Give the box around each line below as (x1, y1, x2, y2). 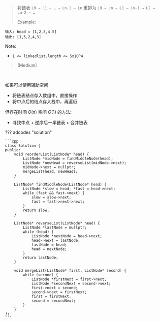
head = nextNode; (31, 247, 67, 252)
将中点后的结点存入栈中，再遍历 (12, 98, 77, 104)
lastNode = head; (31, 242, 67, 247)
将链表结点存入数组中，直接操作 (12, 93, 77, 98)
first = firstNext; (31, 294, 71, 299)
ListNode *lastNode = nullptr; (23, 225, 87, 230)
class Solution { (5, 143, 41, 148)
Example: (17, 19, 36, 25)
